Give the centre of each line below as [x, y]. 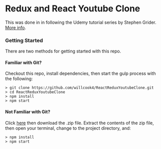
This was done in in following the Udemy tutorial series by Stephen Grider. [81, 22]
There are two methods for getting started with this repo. [63, 51]
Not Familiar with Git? [28, 112]
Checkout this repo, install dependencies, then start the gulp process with [80, 74]
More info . [16, 27]
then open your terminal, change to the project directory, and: [68, 128]
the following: [19, 79]
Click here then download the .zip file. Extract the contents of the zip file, [80, 123]
